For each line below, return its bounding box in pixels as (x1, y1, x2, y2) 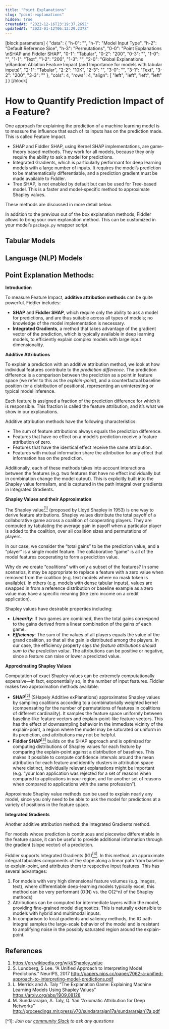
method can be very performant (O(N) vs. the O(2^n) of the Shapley (12, 889, 154, 895)
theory (12, 149, 27, 155)
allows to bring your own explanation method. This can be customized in (5, 217, 156, 223)
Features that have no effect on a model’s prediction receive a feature (12, 433, 157, 440)
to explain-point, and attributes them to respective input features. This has (5, 863, 160, 869)
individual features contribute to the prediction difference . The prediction (5, 366, 157, 372)
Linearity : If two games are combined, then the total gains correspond (12, 616, 159, 622)
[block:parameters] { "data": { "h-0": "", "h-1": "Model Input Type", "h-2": (5, 40, 157, 46)
